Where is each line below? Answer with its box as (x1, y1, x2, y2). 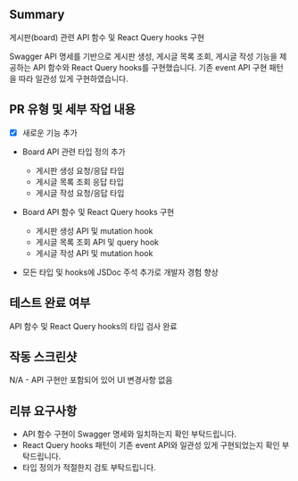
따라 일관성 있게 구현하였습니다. (18, 73, 128, 84)
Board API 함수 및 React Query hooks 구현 (21, 206, 175, 217)
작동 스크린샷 (9, 349, 78, 364)
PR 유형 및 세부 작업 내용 (9, 102, 137, 117)
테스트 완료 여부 (9, 295, 91, 311)
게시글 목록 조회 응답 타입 (35, 176, 125, 187)
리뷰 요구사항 (9, 403, 78, 419)
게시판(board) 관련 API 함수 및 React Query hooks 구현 (9, 31, 205, 43)
